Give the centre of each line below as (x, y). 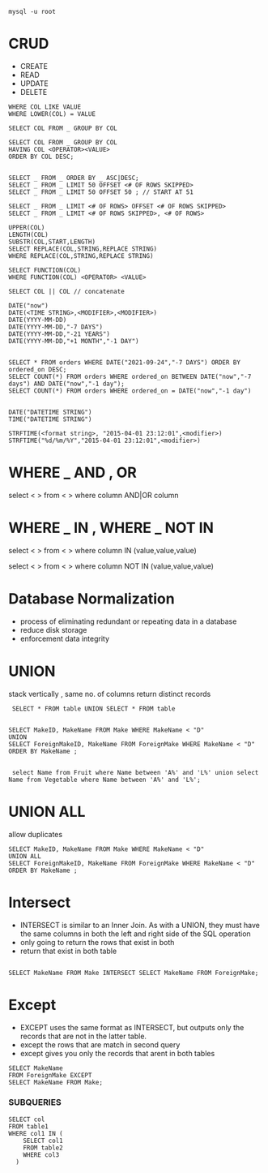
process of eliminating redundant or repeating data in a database (128, 621)
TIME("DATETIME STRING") (50, 419)
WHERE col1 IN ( (36, 1133)
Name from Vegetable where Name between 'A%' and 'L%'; (104, 780)
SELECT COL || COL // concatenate (67, 291)
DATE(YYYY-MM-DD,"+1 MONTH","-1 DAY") (74, 341)
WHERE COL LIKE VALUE (45, 107)
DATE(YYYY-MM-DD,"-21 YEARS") (60, 334)
